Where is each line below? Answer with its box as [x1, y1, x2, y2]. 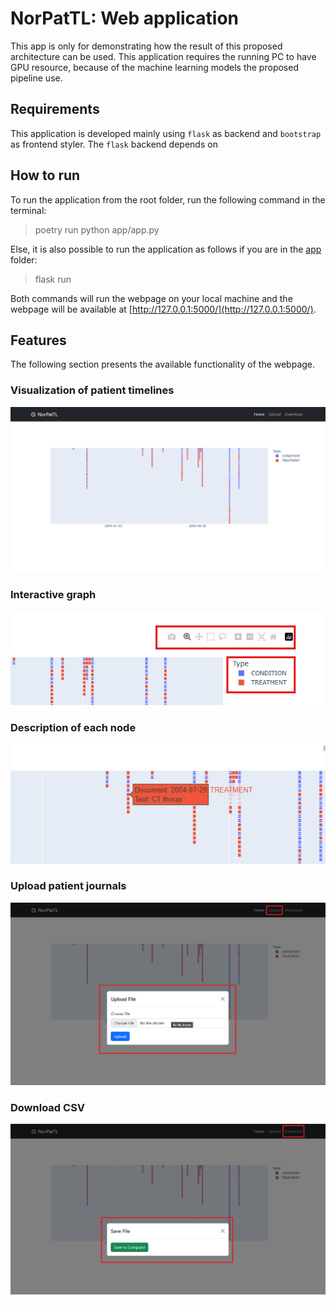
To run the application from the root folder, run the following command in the [10, 193, 326, 206]
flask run [34, 273, 72, 285]
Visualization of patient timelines [10, 383, 175, 397]
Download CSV [10, 1100, 86, 1114]
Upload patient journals [10, 879, 127, 893]
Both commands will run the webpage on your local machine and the [10, 292, 293, 304]
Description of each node [10, 720, 137, 734]
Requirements [10, 101, 100, 118]
